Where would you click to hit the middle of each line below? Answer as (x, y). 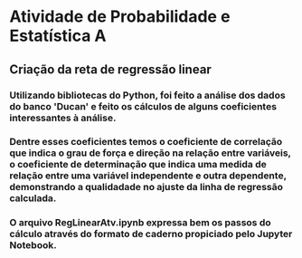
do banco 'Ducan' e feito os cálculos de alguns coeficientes (143, 106)
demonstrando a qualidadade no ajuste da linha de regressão (146, 187)
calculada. (33, 198)
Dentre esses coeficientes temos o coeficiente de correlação (146, 142)
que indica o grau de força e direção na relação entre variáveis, (150, 153)
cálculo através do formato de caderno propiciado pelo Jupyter (151, 234)
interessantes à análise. (63, 118)
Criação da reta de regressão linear (111, 69)
